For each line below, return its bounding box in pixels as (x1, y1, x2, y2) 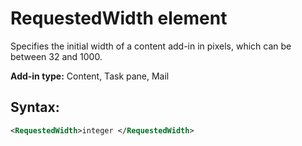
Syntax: (10, 99, 60, 116)
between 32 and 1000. (10, 50, 103, 62)
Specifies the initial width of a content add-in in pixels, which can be (10, 40, 292, 52)
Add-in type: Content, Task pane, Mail (10, 70, 170, 82)
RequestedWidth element (10, 7, 228, 30)
